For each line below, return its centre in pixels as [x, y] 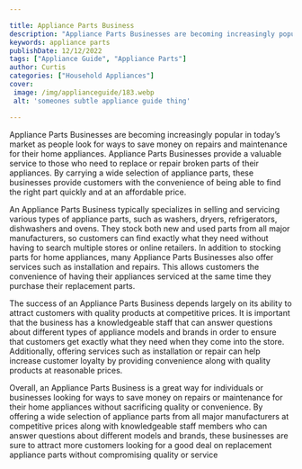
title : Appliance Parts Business [72, 25]
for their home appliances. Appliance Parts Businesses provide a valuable [146, 153]
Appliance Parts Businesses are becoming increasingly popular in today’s [145, 134]
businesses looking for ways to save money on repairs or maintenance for [146, 397]
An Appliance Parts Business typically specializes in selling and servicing [145, 209]
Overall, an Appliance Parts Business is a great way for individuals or [136, 387]
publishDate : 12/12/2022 [56, 50]
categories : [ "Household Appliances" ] [82, 76]
